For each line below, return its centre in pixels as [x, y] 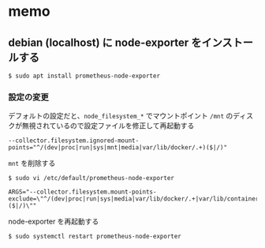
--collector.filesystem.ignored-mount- [74, 141]
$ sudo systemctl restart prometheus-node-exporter [95, 237]
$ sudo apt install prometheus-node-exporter [84, 76]
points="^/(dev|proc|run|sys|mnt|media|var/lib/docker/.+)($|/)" [118, 148]
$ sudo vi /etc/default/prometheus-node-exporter [91, 178]
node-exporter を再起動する [54, 222]
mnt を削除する [32, 163]
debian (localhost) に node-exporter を [105, 42]
